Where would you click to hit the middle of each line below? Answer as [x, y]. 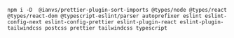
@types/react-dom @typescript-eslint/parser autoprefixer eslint [104, 16]
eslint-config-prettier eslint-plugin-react [111, 22]
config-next [25, 22]
